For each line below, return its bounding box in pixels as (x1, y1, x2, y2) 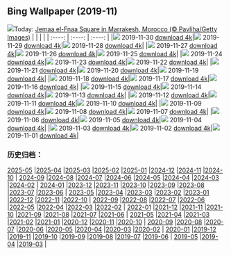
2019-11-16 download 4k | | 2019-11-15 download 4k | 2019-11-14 (7, 83, 202, 91)
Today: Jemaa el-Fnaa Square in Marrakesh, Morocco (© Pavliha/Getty (14, 24, 218, 33)
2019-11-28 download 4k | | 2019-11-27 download (71, 41, 218, 49)
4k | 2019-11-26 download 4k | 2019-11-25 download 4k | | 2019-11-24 (7, 49, 223, 58)
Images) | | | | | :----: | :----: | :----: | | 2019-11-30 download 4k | (7, 33, 195, 41)
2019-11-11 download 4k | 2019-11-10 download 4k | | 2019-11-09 (7, 99, 203, 107)
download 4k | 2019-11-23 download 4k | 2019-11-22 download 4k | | (7, 58, 213, 66)
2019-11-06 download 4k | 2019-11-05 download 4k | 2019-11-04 (7, 115, 203, 124)
